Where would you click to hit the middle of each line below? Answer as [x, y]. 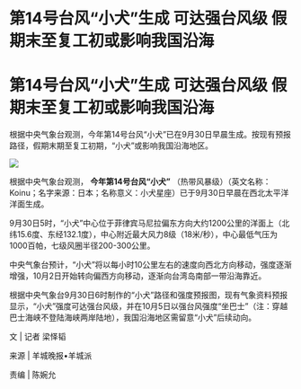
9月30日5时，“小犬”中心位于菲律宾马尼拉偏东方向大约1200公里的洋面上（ [146, 223]
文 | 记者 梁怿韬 [38, 337]
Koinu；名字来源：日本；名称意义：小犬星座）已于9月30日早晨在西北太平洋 [149, 193]
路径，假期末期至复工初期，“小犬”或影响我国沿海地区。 [111, 146]
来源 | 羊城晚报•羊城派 [51, 356]
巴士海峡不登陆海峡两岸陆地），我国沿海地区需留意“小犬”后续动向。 [133, 318]
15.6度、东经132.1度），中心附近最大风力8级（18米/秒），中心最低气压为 [147, 234]
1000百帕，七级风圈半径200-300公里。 [82, 246]
